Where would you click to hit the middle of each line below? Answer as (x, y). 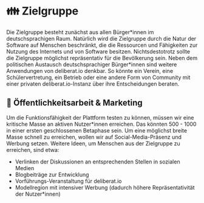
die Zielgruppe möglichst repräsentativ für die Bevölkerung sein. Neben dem (102, 58)
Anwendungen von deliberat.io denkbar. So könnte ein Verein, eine (90, 71)
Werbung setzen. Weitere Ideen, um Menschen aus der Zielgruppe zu (93, 143)
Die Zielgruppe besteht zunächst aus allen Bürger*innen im (80, 32)
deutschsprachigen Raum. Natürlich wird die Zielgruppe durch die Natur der (101, 38)
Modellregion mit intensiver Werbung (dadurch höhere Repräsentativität (105, 187)
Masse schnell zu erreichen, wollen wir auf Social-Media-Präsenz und (94, 137)
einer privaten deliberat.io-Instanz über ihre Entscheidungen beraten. (93, 84)
